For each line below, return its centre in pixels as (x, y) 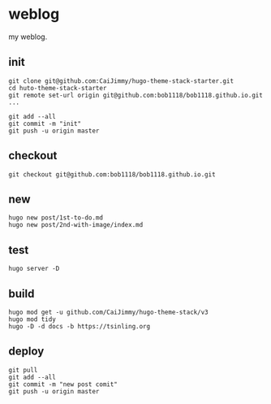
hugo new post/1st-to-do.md (56, 218)
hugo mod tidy (32, 319)
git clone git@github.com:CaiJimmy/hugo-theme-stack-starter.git (121, 81)
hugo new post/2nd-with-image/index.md (76, 225)
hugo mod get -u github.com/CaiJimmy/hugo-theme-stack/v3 (108, 312)
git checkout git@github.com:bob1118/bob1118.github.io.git (112, 174)
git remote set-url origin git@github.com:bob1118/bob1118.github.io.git (136, 95)
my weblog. (28, 37)
